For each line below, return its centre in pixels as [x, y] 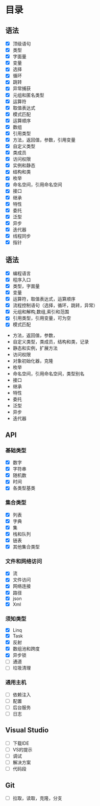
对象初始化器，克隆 [33, 361]
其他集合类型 [26, 546]
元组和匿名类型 [28, 95]
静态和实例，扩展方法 [35, 348]
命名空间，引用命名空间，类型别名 [48, 374]
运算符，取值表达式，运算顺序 [44, 299]
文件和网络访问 [24, 561]
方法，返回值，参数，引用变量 [44, 140]
